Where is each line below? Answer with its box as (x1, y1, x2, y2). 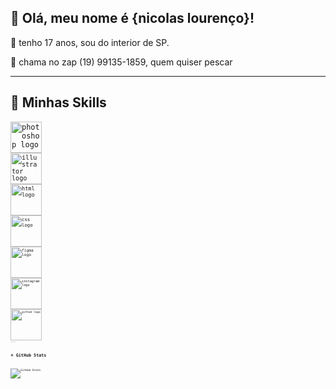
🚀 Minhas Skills (10, 94, 107, 111)
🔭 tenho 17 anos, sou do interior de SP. (10, 36, 170, 48)
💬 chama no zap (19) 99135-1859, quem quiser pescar (10, 56, 233, 68)
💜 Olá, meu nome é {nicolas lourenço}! (10, 10, 255, 27)
